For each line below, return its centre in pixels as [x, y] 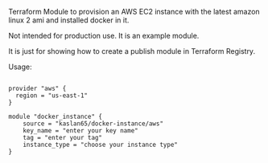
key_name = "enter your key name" [80, 131]
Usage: [20, 67]
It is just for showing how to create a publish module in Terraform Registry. [132, 51]
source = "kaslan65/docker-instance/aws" [93, 124]
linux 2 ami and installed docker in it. [69, 20]
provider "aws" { [37, 88]
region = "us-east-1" [52, 96]
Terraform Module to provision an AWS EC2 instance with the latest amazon [134, 12]
